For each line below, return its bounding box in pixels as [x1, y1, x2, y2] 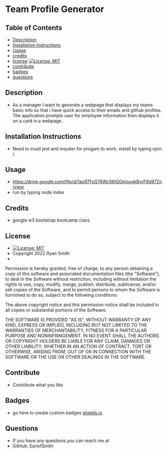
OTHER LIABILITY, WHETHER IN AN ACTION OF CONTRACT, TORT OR [5, 343, 151, 349]
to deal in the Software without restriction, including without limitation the [5, 276, 156, 282]
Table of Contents [5, 24, 63, 32]
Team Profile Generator [5, 4, 104, 15]
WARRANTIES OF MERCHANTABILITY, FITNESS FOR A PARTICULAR [5, 327, 147, 334]
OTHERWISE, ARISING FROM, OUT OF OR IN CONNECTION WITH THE [5, 349, 151, 355]
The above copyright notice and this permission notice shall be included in [5, 302, 159, 308]
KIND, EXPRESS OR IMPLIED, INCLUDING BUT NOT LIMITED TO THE [5, 322, 147, 328]
